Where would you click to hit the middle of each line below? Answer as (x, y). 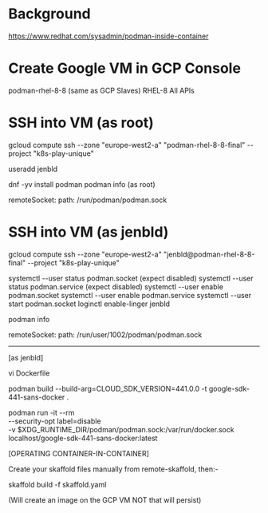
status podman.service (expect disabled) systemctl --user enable (116, 286)
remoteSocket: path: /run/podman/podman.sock (88, 200)
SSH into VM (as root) (81, 123)
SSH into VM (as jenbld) (89, 232)
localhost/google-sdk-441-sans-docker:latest (83, 438)
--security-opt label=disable (55, 421)
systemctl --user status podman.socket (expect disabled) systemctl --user (131, 278)
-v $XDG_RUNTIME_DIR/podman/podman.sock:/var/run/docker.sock (121, 429)
